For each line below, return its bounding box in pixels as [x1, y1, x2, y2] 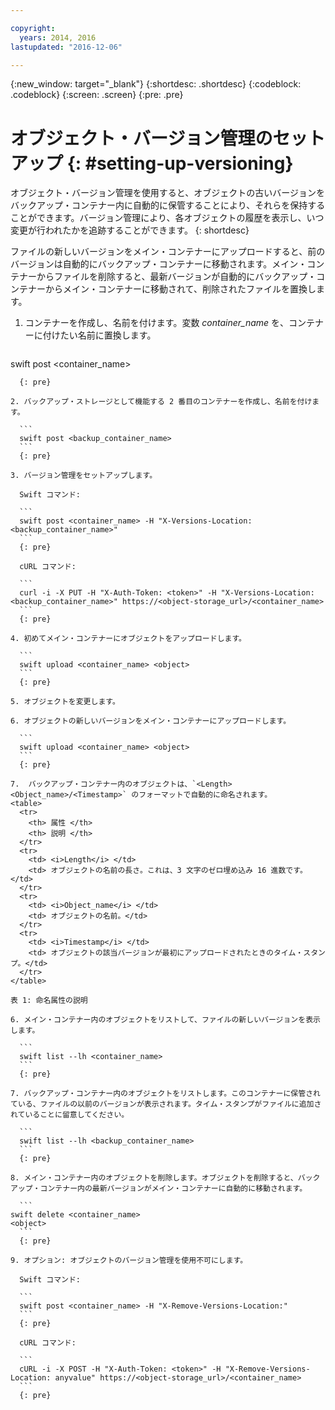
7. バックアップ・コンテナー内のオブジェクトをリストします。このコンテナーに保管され [10, 1089, 321, 1099]
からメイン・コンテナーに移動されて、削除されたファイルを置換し [44, 283, 317, 295]
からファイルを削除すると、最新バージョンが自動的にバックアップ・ [36, 271, 317, 283]
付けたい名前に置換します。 [42, 329, 157, 341]
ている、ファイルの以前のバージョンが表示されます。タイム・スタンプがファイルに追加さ [10, 1099, 322, 1110]
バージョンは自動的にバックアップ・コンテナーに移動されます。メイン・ [10, 258, 308, 270]
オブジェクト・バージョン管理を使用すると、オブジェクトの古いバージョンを [10, 187, 325, 199]
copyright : [10, 23, 56, 33]
